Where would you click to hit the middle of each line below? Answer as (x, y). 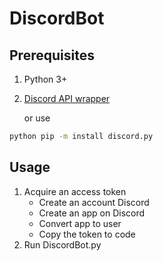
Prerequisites (52, 55)
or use (37, 118)
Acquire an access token (75, 191)
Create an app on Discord (92, 213)
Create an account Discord (94, 202)
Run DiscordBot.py (62, 244)
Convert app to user (80, 223)
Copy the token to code (87, 234)
